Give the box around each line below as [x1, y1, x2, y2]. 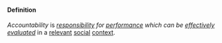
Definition [7, 6, 37, 14]
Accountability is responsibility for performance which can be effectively [7, 21, 215, 29]
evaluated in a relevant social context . [7, 28, 115, 37]
